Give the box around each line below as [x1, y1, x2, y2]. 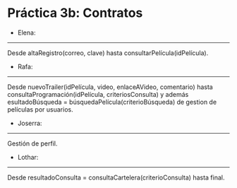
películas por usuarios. [7, 105, 73, 114]
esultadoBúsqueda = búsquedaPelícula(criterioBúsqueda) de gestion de [7, 98, 217, 106]
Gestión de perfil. [7, 139, 58, 148]
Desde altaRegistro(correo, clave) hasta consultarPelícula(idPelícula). [7, 48, 209, 57]
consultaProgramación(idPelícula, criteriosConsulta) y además [7, 90, 189, 98]
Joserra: [17, 119, 42, 127]
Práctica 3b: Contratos [7, 5, 143, 21]
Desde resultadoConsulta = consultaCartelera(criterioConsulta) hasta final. [7, 173, 225, 182]
